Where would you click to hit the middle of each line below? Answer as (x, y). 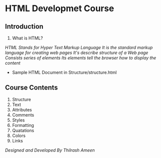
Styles (18, 120)
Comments (23, 115)
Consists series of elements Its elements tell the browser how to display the (81, 58)
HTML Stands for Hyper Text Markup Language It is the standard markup (79, 47)
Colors (19, 135)
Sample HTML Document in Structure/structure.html (64, 72)
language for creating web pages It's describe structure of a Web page (77, 53)
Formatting (23, 125)
